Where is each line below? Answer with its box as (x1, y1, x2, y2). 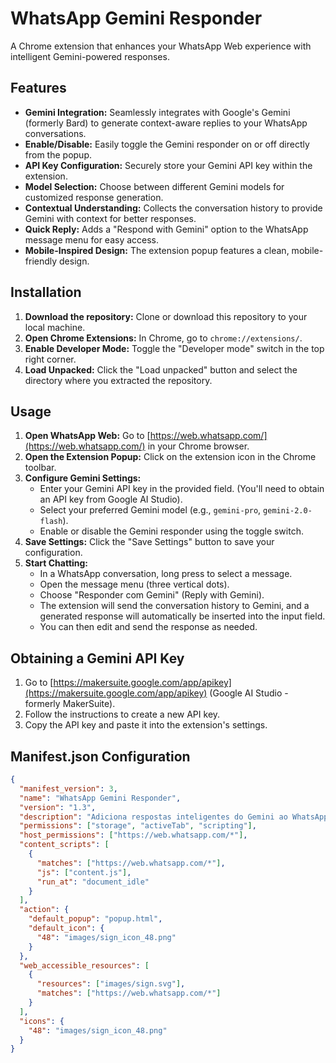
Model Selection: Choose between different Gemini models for (24, 180, 285, 192)
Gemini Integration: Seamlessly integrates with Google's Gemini (24, 106, 291, 118)
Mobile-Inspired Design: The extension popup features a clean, (24, 244, 290, 256)
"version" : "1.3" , (19, 802, 97, 812)
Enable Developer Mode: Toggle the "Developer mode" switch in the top (24, 342, 325, 354)
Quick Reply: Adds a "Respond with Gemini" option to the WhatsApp (24, 223, 309, 235)
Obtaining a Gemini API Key (10, 650, 185, 667)
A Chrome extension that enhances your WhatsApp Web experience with (10, 40, 312, 52)
